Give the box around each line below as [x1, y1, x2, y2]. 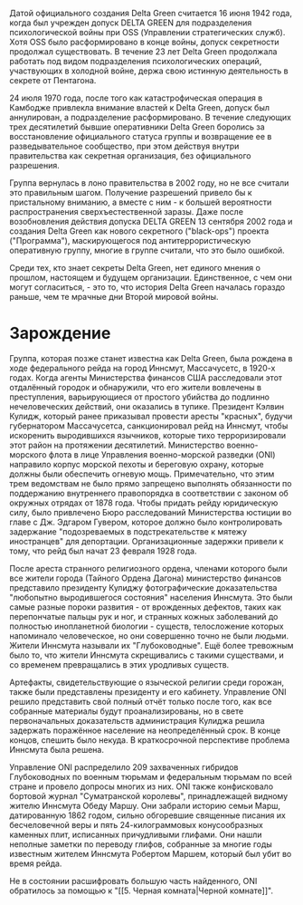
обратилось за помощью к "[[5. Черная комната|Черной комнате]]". [9, 885, 274, 896]
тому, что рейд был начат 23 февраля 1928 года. [9, 545, 197, 556]
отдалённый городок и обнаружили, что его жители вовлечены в [9, 381, 262, 392]
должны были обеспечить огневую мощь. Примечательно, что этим [9, 468, 275, 479]
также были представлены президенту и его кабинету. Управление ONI [9, 686, 287, 697]
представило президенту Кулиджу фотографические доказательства [9, 582, 278, 592]
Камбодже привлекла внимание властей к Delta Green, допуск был [9, 102, 270, 112]
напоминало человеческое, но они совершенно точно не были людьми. [9, 630, 289, 641]
